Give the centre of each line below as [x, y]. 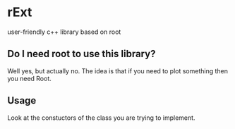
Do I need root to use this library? [82, 54]
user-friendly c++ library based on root [64, 32]
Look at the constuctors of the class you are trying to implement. [101, 118]
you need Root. [29, 78]
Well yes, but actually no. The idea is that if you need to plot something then [117, 70]
